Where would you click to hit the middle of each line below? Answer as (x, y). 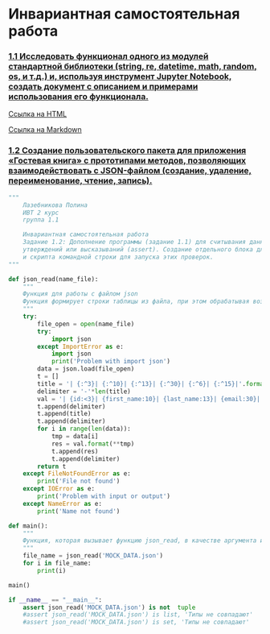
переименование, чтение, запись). (80, 180)
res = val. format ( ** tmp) (93, 444)
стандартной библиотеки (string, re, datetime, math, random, (133, 67)
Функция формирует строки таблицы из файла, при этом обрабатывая (136, 302)
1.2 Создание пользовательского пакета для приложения (127, 151)
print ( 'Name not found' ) (79, 511)
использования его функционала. (78, 97)
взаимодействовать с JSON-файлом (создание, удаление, (130, 171)
